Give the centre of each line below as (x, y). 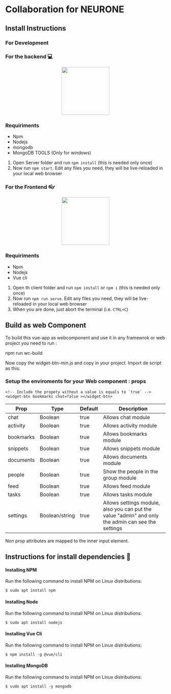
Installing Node (22, 602)
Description (133, 408)
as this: (13, 368)
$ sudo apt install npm (31, 590)
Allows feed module (127, 486)
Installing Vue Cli (24, 634)
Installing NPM (21, 569)
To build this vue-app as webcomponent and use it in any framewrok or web (85, 337)
